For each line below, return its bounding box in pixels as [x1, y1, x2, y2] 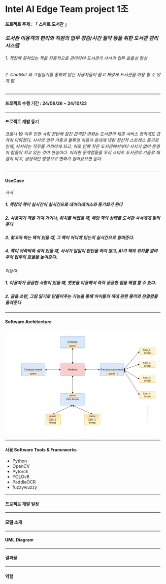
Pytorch [12, 469, 29, 475]
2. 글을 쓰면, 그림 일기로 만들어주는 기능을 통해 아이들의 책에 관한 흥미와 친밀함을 [5, 293, 158, 299]
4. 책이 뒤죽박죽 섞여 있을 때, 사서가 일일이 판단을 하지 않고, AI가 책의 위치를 [5, 248, 149, 254]
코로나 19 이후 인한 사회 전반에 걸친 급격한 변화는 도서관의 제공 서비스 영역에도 [5, 131, 155, 137]
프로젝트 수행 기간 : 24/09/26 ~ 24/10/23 [5, 100, 87, 106]
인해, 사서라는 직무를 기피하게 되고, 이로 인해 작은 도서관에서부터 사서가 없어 [5, 143, 151, 149]
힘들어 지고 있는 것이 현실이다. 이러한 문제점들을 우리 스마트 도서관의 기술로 [10, 149, 155, 155]
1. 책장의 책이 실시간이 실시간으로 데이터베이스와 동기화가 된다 [5, 201, 123, 207]
